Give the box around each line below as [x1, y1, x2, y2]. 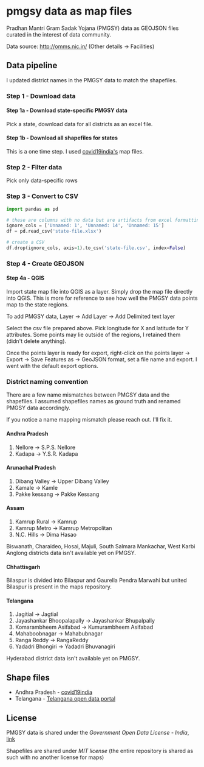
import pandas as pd [6, 206, 59, 212]
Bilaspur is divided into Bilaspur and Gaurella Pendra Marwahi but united [6, 577, 187, 584]
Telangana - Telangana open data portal [15, 695, 116, 702]
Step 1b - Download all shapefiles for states [6, 134, 118, 141]
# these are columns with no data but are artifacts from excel [6, 217, 172, 223]
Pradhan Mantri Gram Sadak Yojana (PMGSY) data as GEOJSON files [6, 24, 179, 32]
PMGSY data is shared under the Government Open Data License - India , [6, 729, 189, 736]
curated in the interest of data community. [6, 30, 111, 38]
